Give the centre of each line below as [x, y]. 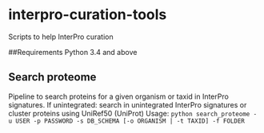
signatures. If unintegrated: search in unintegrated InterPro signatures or [128, 104]
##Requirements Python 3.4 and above [73, 52]
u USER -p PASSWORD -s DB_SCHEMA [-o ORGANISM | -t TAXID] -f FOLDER [127, 121]
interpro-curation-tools [88, 15]
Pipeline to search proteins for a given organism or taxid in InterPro [119, 96]
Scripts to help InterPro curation [61, 37]
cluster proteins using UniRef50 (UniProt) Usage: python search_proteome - [133, 113]
